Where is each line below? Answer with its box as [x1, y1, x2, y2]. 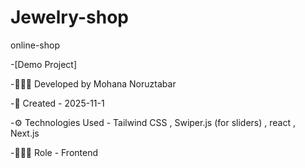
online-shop [10, 39, 60, 51]
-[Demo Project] [10, 58, 78, 70]
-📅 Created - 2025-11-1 [10, 97, 105, 109]
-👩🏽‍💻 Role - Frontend [10, 146, 99, 158]
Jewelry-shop [10, 6, 129, 29]
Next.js [10, 127, 40, 139]
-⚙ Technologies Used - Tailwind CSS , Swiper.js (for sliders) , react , [10, 116, 296, 128]
